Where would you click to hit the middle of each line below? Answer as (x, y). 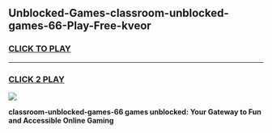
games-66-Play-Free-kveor (80, 26)
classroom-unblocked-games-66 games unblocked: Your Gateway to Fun (135, 111)
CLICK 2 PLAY (36, 79)
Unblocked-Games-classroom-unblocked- (119, 13)
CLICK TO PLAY (40, 49)
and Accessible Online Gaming (61, 120)
